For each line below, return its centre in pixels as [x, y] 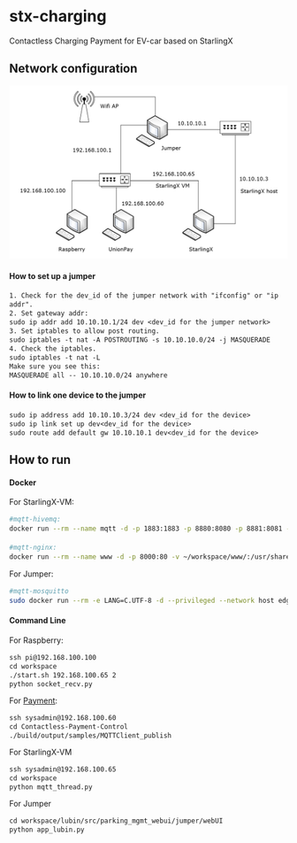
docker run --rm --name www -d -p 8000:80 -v [94, 557]
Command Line [38, 620]
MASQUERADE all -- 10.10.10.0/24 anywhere [88, 375]
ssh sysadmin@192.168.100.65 [63, 769]
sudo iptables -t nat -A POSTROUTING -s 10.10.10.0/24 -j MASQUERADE [140, 340]
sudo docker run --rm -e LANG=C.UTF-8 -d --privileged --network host [142, 600]
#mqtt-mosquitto [39, 591]
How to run [40, 460]
